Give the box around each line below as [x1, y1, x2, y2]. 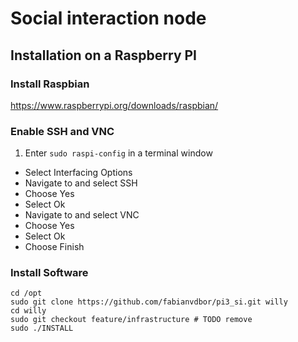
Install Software [10, 266, 89, 280]
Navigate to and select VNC [24, 209, 140, 221]
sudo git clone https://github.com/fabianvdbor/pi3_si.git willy [10, 297, 288, 307]
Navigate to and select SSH [24, 177, 138, 189]
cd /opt [10, 288, 43, 299]
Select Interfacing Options [24, 167, 133, 179]
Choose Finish [24, 241, 85, 253]
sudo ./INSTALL [10, 323, 74, 334]
